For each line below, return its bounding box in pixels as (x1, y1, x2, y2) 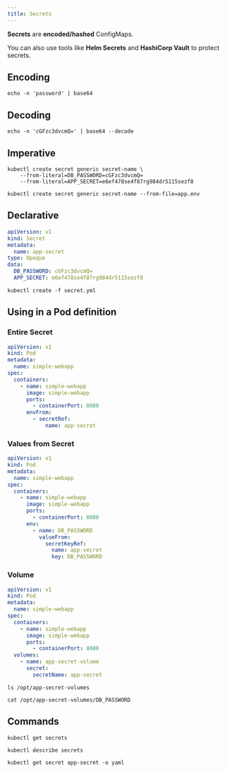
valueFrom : (38, 534, 71, 541)
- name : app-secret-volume (20, 658, 99, 666)
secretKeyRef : (44, 540, 87, 547)
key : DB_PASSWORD (51, 553, 102, 561)
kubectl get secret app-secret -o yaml (7, 759, 125, 766)
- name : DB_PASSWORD (32, 527, 93, 534)
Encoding (7, 71, 51, 83)
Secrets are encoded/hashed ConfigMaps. (7, 30, 134, 38)
